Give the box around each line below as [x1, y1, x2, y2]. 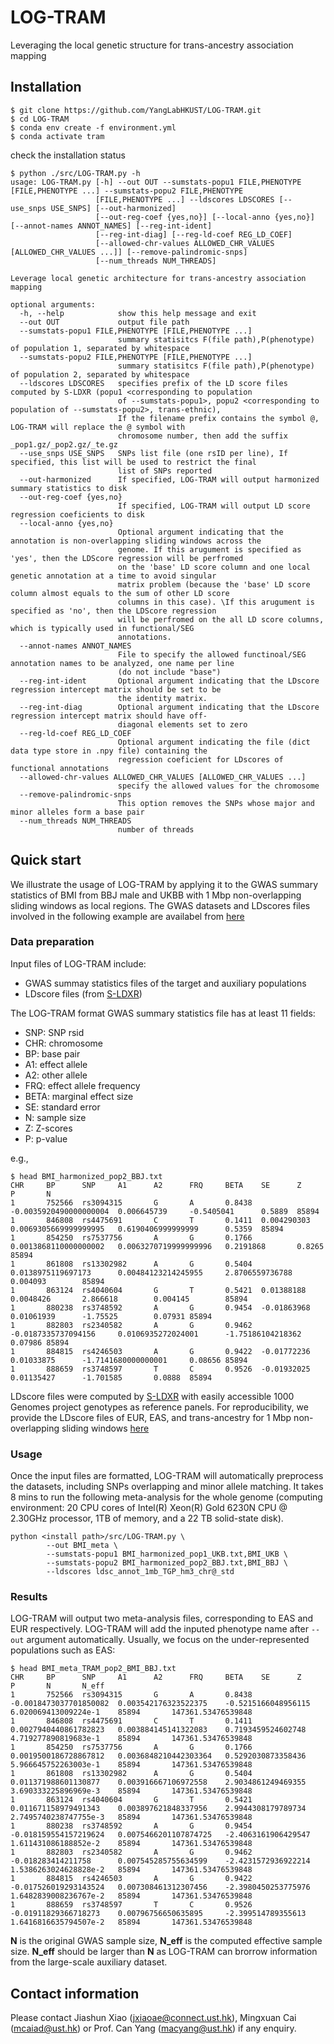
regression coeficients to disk [10, 509, 145, 520]
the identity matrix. [117, 693, 208, 703]
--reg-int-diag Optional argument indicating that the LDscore [19, 702, 320, 712]
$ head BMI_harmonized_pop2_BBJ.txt [10, 1171, 163, 1181]
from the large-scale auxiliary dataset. [10, 1956, 168, 1968]
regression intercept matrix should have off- [10, 711, 208, 721]
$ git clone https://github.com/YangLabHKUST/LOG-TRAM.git [10, 105, 262, 115]
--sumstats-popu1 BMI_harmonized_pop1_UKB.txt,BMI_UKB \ [46, 1549, 288, 1560]
